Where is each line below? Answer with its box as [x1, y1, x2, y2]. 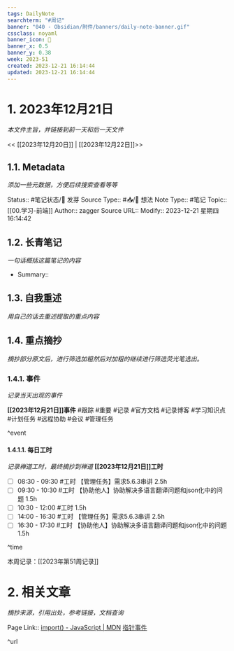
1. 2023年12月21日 [7, 101, 114, 117]
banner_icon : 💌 [7, 36, 52, 43]
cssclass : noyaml [7, 29, 58, 37]
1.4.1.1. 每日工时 [7, 445, 52, 454]
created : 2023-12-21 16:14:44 [7, 62, 96, 69]
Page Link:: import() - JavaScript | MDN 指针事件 [7, 624, 147, 632]
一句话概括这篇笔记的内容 [7, 256, 81, 265]
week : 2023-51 [7, 56, 49, 63]
